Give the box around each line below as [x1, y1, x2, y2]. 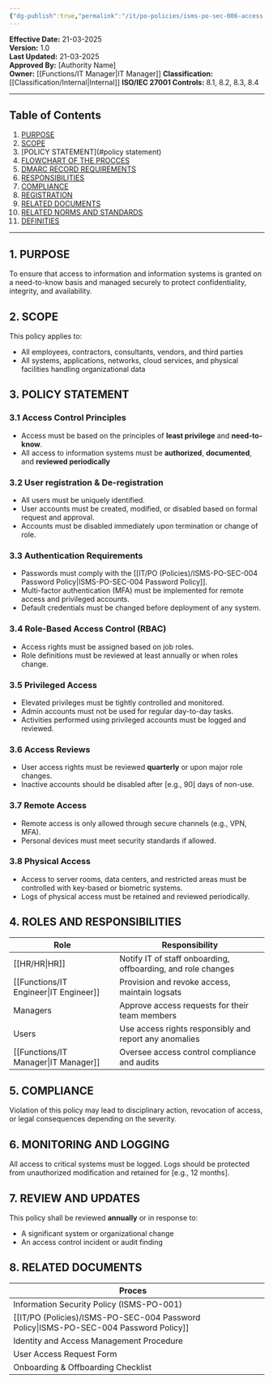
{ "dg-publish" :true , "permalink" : [9, 11, 122, 20]
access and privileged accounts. [20, 594, 130, 604]
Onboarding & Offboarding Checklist [13, 1361, 152, 1372]
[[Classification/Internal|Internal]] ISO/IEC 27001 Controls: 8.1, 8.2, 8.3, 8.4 [9, 77, 259, 87]
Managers [13, 1005, 52, 1016]
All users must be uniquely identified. [20, 495, 145, 505]
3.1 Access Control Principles [9, 412, 126, 423]
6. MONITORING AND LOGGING [9, 1138, 170, 1152]
